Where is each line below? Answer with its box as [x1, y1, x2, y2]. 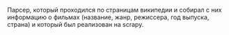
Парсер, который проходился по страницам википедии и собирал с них [7, 6, 222, 14]
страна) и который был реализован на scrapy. [7, 21, 144, 28]
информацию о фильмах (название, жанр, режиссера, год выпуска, [7, 13, 210, 21]
